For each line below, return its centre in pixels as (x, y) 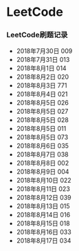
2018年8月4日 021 (42, 94)
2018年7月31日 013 (43, 60)
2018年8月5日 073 (42, 137)
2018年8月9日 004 (43, 172)
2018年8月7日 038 (43, 154)
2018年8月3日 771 (42, 86)
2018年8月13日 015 (43, 206)
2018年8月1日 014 (41, 68)
